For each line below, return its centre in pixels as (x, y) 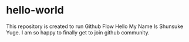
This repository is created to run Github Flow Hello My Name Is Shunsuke (95, 26)
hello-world (35, 10)
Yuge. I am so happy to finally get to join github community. (78, 32)
